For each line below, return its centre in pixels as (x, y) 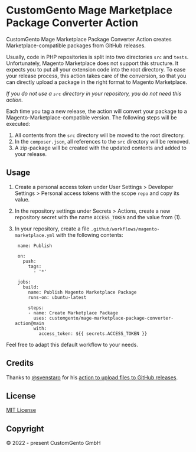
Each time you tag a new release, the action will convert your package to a (97, 111)
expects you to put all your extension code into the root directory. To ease (96, 69)
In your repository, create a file (52, 229)
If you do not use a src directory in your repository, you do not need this (94, 93)
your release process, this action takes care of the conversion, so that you (96, 76)
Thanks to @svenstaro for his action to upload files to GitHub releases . (92, 377)
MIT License (21, 410)
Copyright (25, 429)
